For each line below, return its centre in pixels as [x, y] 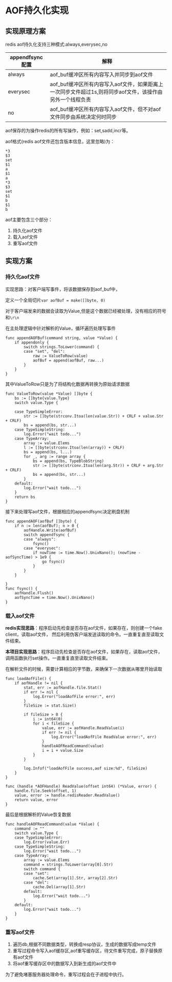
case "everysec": [42, 548]
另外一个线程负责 [70, 99]
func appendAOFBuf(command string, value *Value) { [61, 338]
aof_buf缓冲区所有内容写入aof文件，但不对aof [105, 109]
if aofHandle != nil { [39, 683]
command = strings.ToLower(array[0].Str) [69, 865]
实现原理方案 [26, 31]
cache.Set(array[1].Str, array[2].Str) [75, 878]
